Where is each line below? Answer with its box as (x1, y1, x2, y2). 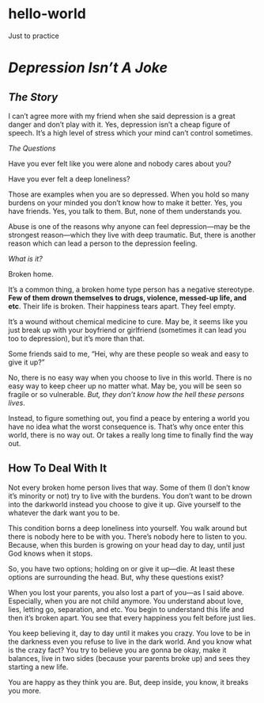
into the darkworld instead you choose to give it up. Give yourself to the (8, 499, 242, 509)
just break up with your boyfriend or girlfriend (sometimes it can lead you (8, 325, 247, 334)
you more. (8, 686, 42, 695)
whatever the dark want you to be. (8, 508, 120, 518)
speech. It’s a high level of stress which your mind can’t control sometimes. (8, 128, 253, 137)
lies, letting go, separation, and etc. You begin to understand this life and (8, 604, 245, 614)
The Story (8, 90, 58, 104)
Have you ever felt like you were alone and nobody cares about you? (8, 159, 232, 168)
